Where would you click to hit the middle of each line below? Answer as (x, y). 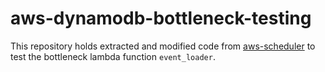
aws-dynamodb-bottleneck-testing (161, 18)
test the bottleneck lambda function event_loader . (113, 56)
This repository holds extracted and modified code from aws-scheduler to (163, 46)
